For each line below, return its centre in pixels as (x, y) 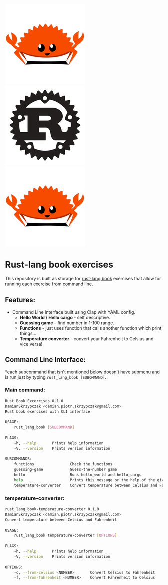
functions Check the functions (63, 464)
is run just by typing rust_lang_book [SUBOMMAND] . (56, 377)
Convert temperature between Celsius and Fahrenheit (61, 520)
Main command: (25, 390)
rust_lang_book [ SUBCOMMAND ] (44, 427)
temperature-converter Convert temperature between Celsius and (86, 485)
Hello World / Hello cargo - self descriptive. (65, 317)
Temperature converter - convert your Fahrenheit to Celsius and (87, 338)
